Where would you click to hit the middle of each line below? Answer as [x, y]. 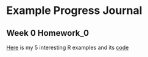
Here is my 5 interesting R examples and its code [68, 47]
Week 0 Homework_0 [48, 33]
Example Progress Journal [74, 11]
